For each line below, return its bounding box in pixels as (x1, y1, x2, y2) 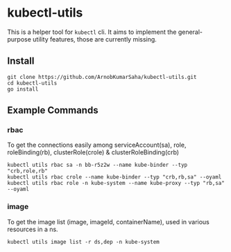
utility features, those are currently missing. (32, 35, 157, 43)
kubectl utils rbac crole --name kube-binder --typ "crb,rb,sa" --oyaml (7, 174, 222, 181)
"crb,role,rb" (7, 168, 49, 174)
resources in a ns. (7, 225, 58, 233)
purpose (7, 35, 31, 43)
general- (178, 28, 203, 36)
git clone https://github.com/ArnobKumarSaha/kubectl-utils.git (7, 73, 197, 80)
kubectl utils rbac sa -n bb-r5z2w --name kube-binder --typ (7, 161, 188, 169)
